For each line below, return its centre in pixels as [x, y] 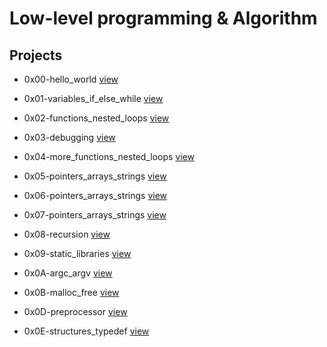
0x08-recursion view [67, 234]
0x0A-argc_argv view [68, 273]
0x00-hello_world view [71, 79]
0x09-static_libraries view [77, 253]
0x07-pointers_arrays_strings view [95, 215]
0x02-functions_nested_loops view [96, 118]
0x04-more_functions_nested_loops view [109, 156]
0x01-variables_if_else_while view [93, 98]
